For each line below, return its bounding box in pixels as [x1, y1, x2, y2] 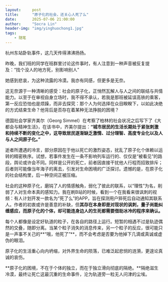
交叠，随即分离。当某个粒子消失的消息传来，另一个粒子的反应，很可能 [13, 224, 158, 231]
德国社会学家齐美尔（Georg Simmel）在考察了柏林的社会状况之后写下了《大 [5, 117, 161, 123]
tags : [5, 31, 16, 36]
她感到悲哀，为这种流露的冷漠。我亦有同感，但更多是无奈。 [5, 77, 128, 83]
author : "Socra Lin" [5, 21, 57, 27]
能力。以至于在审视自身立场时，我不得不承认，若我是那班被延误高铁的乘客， [5, 94, 163, 100]
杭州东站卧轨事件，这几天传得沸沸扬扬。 [5, 50, 88, 56]
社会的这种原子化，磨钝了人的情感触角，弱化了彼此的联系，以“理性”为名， [5, 183, 158, 189]
